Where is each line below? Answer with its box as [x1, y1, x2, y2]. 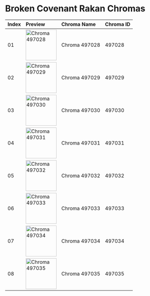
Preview [26, 21, 45, 28]
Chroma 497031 [61, 139, 101, 146]
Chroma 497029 [61, 74, 101, 81]
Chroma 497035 [61, 270, 101, 277]
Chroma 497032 [61, 172, 101, 179]
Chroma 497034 [61, 237, 101, 244]
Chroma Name [61, 21, 96, 28]
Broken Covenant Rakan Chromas [5, 3, 146, 14]
